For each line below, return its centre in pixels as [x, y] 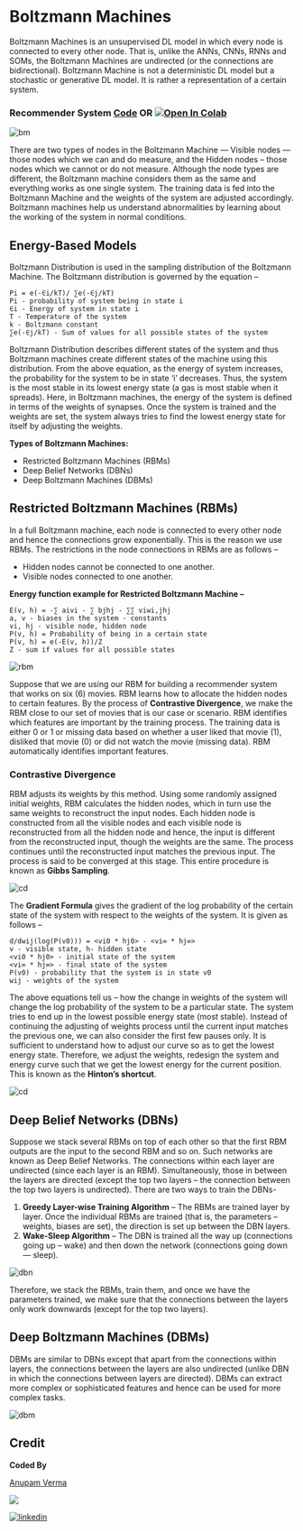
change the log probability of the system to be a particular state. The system [151, 1007]
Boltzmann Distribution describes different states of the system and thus [144, 350]
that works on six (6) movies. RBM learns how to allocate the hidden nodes [148, 693]
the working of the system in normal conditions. [98, 217]
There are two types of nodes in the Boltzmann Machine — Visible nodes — [150, 150]
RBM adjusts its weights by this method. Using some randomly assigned [143, 794]
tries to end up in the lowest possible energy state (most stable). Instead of [149, 1017]
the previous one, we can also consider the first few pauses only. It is [138, 1036]
